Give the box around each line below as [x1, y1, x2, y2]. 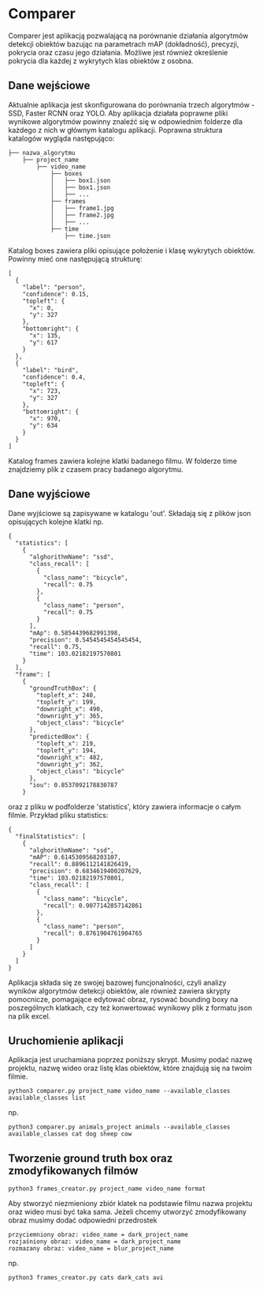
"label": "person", [22, 283, 87, 291]
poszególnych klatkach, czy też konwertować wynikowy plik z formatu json [8, 1003, 253, 1012]
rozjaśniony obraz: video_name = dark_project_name [8, 1238, 181, 1246]
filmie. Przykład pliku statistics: [8, 810, 109, 820]
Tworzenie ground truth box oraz [8, 1151, 173, 1165]
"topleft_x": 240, [36, 691, 97, 699]
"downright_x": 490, [36, 705, 104, 713]
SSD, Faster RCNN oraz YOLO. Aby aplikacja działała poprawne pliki [8, 108, 228, 118]
